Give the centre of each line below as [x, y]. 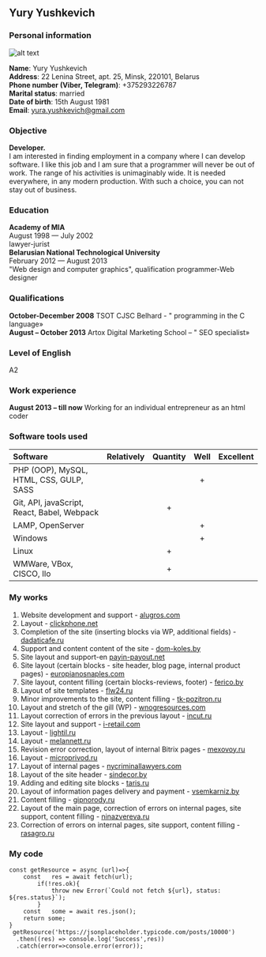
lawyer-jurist [30, 244]
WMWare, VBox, [43, 564]
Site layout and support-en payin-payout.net [92, 657]
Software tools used [48, 436]
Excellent [236, 457]
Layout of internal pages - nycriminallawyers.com [101, 766]
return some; [45, 919]
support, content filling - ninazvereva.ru [85, 816]
